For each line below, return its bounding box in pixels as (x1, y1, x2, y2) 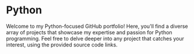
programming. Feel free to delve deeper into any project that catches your (6, 35, 185, 42)
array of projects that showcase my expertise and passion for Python (6, 28, 172, 35)
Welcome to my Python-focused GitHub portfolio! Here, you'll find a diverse (6, 23, 188, 30)
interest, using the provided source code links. (6, 41, 118, 48)
